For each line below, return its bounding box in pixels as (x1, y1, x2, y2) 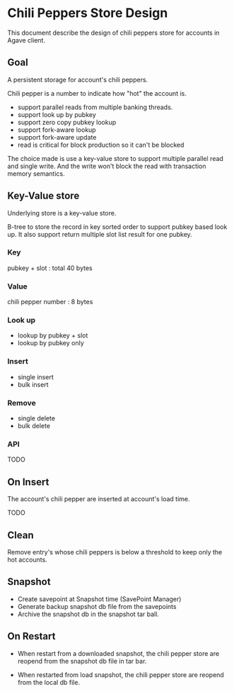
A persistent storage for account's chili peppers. (7, 75, 148, 84)
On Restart (7, 630, 56, 642)
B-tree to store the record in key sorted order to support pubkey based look (7, 222, 228, 231)
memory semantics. (7, 169, 65, 178)
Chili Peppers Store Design (7, 5, 168, 21)
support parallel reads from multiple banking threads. (17, 103, 173, 111)
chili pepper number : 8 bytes (7, 298, 93, 306)
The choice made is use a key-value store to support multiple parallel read (7, 154, 224, 162)
